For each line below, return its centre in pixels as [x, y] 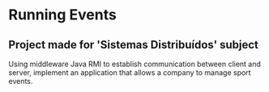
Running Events [63, 15]
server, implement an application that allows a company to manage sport [130, 73]
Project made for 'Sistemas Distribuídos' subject [134, 45]
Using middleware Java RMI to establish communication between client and [135, 64]
